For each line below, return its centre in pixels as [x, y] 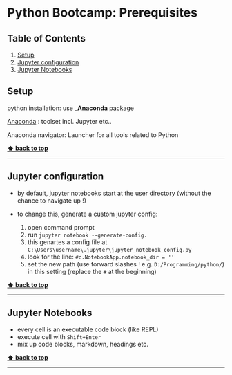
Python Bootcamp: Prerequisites [103, 13]
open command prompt [61, 227]
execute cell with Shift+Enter [59, 337]
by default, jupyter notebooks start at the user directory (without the [114, 193]
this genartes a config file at [67, 242]
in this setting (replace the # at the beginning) [92, 271]
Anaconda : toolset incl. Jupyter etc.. [59, 121]
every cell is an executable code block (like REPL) [88, 329]
